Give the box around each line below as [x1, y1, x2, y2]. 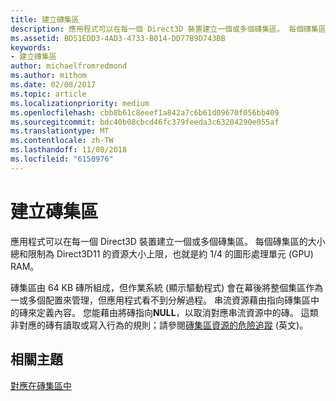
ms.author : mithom [10, 71, 87, 81]
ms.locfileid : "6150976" [10, 154, 114, 164]
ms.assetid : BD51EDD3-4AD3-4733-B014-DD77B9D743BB [10, 33, 226, 43]
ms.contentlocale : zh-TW [10, 136, 114, 146]
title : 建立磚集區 [10, 14, 80, 25]
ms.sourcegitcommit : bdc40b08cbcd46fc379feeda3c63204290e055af [10, 117, 280, 127]
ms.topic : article [10, 89, 87, 99]
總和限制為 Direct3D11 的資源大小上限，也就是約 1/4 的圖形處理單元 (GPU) [10, 247, 314, 260]
